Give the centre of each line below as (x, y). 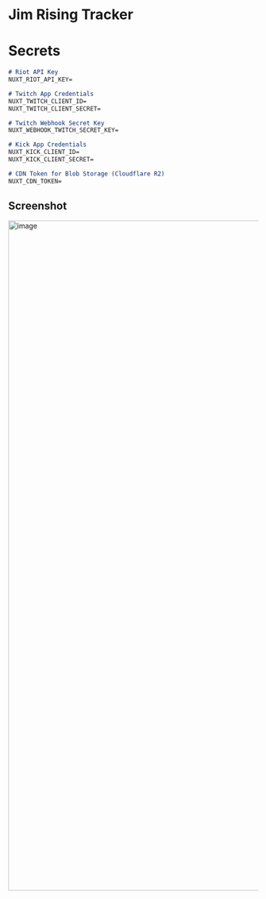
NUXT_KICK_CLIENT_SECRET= (51, 160)
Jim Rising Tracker (71, 15)
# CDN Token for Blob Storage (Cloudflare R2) (87, 174)
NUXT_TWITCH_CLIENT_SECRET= (55, 109)
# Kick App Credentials (48, 145)
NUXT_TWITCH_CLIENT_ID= (48, 101)
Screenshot (38, 206)
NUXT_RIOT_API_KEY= (40, 79)
